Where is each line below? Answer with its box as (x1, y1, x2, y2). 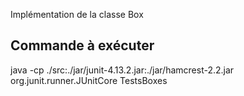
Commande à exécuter (10, 37, 155, 54)
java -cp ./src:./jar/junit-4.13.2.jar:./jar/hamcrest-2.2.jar (10, 64, 235, 76)
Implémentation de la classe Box (10, 9, 144, 20)
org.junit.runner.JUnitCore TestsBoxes (10, 74, 168, 86)
